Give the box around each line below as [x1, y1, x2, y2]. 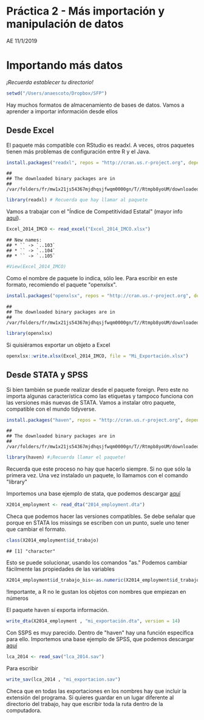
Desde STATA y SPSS [6, 370, 88, 380]
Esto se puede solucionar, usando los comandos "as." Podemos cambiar [6, 559, 188, 566]
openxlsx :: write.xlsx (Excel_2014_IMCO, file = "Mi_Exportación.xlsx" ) [6, 353, 189, 359]
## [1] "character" [6, 548, 56, 554]
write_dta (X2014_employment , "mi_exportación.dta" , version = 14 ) [6, 617, 181, 624]
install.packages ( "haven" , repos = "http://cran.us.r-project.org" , [6, 417, 183, 423]
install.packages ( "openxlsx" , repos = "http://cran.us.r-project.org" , [6, 293, 191, 299]
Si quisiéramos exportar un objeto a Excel [6, 341, 110, 348]
